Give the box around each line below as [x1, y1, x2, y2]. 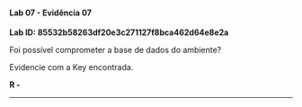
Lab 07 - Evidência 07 [9, 7, 93, 18]
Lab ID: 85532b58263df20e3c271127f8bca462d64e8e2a [9, 27, 229, 38]
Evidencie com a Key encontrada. [9, 62, 134, 73]
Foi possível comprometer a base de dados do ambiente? [9, 45, 222, 56]
